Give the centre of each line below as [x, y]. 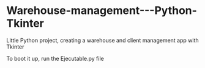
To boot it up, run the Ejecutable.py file [55, 58]
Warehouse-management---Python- [102, 11]
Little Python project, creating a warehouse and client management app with [102, 40]
